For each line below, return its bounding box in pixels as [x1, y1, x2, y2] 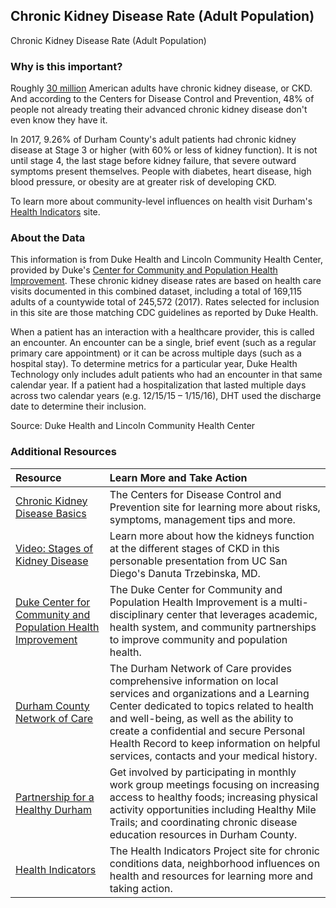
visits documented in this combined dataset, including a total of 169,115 [10, 285, 302, 298]
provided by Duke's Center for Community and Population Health [10, 264, 278, 276]
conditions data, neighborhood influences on [109, 856, 321, 870]
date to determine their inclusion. [10, 400, 147, 413]
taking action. [109, 881, 173, 895]
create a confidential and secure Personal [109, 724, 306, 738]
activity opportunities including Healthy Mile [109, 802, 317, 816]
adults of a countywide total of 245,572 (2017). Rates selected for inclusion [10, 296, 320, 308]
